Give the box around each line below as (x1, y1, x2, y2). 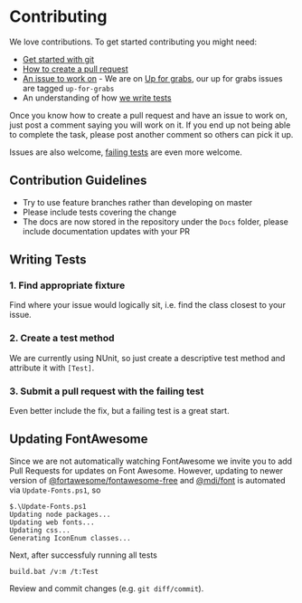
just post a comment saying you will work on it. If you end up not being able (9, 120, 291, 130)
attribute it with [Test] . (9, 362, 95, 373)
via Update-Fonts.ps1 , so (9, 484, 101, 495)
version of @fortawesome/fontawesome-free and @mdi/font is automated (9, 474, 287, 485)
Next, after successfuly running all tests (9, 550, 158, 560)
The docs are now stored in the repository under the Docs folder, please (22, 215, 289, 227)
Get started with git (22, 53, 95, 64)
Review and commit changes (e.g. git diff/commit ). (9, 582, 204, 594)
